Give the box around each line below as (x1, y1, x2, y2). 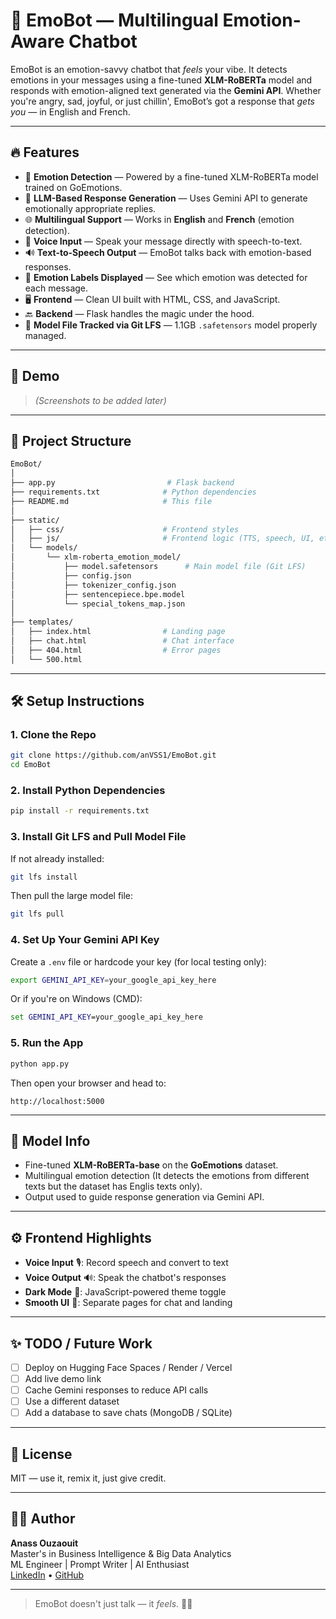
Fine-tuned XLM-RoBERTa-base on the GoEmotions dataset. (24, 1159, 279, 1171)
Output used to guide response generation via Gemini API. (24, 1191, 265, 1203)
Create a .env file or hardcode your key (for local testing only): (10, 955, 267, 968)
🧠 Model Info (10, 1132, 91, 1149)
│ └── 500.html (10, 654, 83, 664)
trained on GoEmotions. (24, 181, 123, 193)
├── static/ (10, 515, 60, 525)
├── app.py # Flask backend (10, 478, 235, 488)
